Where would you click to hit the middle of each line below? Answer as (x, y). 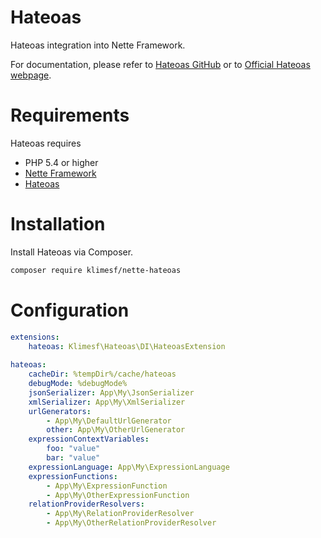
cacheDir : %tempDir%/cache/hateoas (102, 374)
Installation (58, 224)
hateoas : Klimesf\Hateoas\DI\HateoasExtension (127, 346)
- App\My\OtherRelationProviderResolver (131, 523)
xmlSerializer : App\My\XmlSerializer (107, 402)
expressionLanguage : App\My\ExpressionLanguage (129, 467)
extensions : (35, 337)
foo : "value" (73, 449)
